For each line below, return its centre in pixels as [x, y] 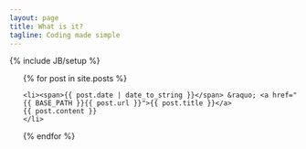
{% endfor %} [49, 136]
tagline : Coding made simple [65, 35]
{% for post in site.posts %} [75, 79]
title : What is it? [47, 27]
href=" [285, 96]
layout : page [34, 18]
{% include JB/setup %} [55, 61]
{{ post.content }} [60, 112]
